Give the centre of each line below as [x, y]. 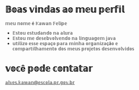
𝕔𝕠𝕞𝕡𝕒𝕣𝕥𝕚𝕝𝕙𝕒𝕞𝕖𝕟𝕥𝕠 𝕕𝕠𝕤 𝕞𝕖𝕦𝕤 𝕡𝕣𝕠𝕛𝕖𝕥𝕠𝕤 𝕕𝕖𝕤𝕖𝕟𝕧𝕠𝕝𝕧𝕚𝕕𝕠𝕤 [73, 48]
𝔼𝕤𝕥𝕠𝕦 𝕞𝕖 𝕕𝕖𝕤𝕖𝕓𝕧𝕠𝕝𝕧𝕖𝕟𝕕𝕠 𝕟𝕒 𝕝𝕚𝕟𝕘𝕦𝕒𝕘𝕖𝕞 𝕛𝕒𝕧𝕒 [64, 38]
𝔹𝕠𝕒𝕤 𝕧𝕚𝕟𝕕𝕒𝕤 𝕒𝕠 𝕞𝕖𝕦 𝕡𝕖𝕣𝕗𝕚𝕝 [65, 10]
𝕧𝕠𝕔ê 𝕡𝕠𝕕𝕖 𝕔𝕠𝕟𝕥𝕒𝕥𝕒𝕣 [49, 69]
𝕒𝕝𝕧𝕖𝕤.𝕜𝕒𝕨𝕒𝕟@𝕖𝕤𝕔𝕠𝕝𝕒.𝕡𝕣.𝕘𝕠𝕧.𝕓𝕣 [40, 82]
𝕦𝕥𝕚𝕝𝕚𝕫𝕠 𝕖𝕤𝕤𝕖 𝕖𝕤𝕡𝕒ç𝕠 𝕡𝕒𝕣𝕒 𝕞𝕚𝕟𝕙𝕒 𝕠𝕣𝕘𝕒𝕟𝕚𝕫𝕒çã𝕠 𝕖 [65, 43]
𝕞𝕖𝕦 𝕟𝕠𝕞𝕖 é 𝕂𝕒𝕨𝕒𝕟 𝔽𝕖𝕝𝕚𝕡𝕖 [36, 23]
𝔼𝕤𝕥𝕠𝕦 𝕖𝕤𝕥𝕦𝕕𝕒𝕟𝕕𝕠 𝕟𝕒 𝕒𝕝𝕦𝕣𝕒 [42, 33]
